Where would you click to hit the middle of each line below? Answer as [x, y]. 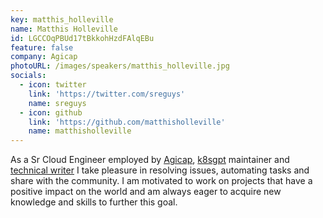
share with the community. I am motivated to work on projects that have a [161, 181]
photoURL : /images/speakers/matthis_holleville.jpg [120, 66]
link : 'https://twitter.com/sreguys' [107, 94]
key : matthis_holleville [62, 19]
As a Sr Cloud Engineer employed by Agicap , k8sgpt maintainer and [150, 160]
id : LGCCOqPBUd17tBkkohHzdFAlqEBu [82, 38]
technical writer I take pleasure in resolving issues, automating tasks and [160, 170]
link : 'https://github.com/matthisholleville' [127, 122]
